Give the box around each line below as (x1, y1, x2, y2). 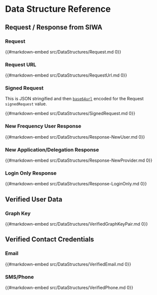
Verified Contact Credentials (5, 235, 94, 244)
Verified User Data (5, 195, 63, 204)
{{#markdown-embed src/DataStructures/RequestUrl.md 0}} (5, 72, 127, 78)
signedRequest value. (5, 101, 47, 107)
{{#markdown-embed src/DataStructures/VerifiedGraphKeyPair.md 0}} (5, 221, 148, 227)
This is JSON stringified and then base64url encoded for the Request (5, 96, 144, 102)
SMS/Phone (5, 273, 34, 280)
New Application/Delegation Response (5, 146, 99, 153)
